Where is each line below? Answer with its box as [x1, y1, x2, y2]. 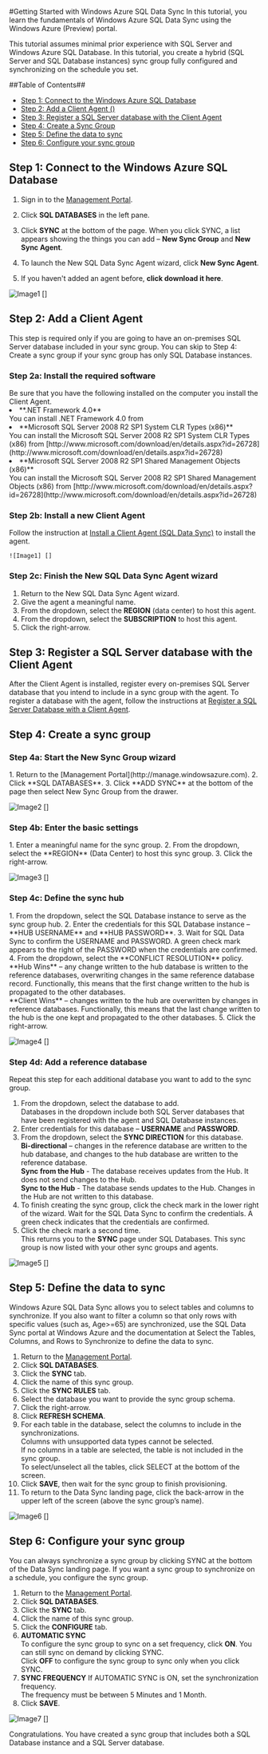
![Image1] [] [9, 552, 53, 560]
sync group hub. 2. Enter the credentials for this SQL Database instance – [9, 919, 250, 929]
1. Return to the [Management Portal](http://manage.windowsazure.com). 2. [9, 770, 258, 780]
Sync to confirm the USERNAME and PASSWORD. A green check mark [9, 936, 242, 946]
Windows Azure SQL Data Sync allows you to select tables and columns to [9, 1302, 254, 1312]
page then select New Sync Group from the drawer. [9, 787, 179, 796]
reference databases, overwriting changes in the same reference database [9, 970, 254, 980]
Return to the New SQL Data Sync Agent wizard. [20, 588, 180, 598]
